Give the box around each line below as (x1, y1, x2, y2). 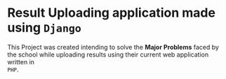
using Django (7, 20, 82, 36)
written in (7, 57, 35, 66)
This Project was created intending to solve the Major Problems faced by (7, 43, 220, 51)
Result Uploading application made (7, 5, 216, 21)
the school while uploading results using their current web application (7, 50, 209, 59)
